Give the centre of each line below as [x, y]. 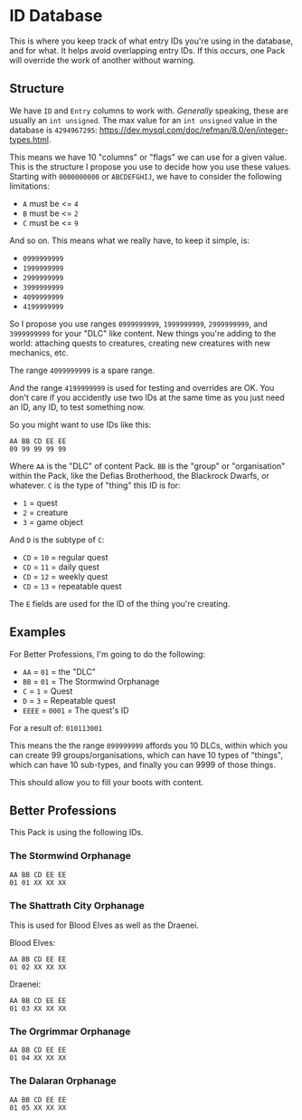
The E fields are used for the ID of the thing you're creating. [120, 603]
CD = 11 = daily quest [61, 567]
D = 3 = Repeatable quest [69, 700]
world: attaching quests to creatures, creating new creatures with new [140, 343]
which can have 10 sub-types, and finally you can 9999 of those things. [142, 765]
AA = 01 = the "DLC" [59, 671]
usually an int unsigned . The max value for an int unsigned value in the [143, 120]
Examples [38, 633]
